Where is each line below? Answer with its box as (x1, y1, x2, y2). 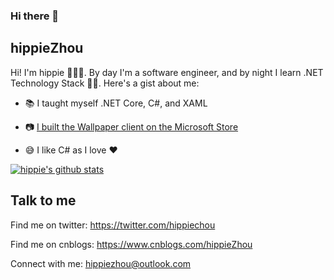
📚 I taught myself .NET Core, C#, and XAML (24, 97, 208, 109)
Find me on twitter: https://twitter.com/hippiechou (10, 219, 216, 231)
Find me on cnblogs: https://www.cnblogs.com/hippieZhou (10, 238, 253, 250)
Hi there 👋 (10, 9, 60, 23)
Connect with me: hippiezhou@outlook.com (10, 257, 192, 269)
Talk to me (10, 192, 77, 209)
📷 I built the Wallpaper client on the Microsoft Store (24, 120, 239, 133)
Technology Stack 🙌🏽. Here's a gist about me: (10, 77, 200, 89)
